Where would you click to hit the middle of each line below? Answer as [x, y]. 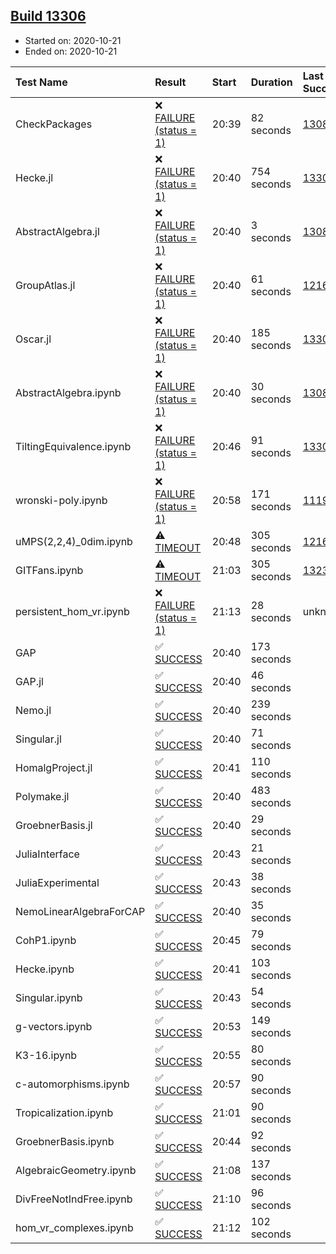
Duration [271, 82]
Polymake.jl [42, 796]
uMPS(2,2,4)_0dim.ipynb [74, 541]
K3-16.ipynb [46, 1055]
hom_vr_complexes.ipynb [74, 1227]
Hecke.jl [34, 177]
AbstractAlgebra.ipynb [68, 392]
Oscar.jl [33, 339]
